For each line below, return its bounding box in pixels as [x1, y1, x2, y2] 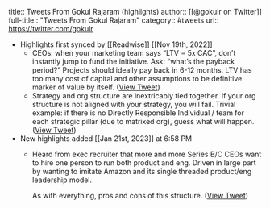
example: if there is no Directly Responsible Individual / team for [31, 108, 244, 118]
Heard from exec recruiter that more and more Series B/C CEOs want [31, 149, 262, 159]
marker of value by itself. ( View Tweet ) [31, 82, 160, 92]
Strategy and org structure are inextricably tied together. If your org [31, 91, 256, 100]
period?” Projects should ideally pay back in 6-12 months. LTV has [31, 65, 252, 75]
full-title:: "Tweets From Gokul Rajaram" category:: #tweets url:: [8, 15, 219, 25]
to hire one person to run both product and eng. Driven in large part [31, 158, 256, 168]
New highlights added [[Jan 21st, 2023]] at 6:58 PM [19, 134, 193, 144]
